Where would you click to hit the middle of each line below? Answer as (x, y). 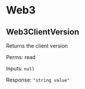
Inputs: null (21, 69)
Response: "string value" (38, 80)
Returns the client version (37, 46)
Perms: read (21, 57)
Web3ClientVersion (43, 32)
